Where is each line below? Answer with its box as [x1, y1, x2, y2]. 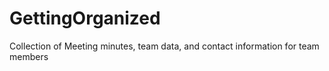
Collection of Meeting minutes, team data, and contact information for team [9, 40, 320, 52]
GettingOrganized [9, 7, 161, 30]
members [9, 50, 49, 62]
